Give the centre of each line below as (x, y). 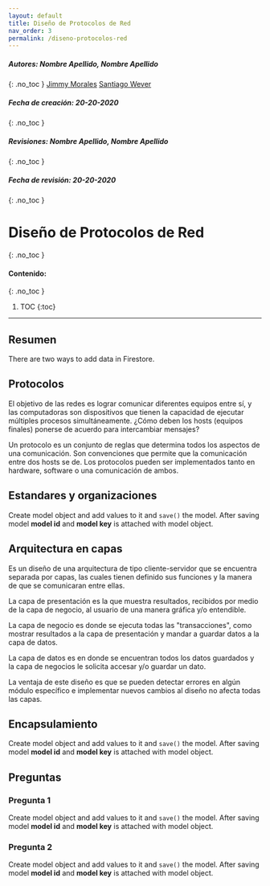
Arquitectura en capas (65, 549)
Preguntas (35, 777)
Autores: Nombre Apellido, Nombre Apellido (84, 64)
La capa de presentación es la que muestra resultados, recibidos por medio (133, 601)
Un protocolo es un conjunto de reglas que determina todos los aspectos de (134, 445)
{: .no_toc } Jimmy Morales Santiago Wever (80, 84)
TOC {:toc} (38, 307)
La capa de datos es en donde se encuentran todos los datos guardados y (131, 658)
